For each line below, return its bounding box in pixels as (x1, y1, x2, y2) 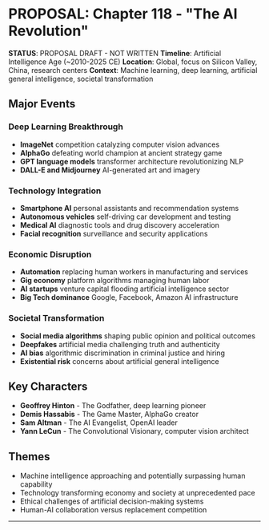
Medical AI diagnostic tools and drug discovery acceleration (19, 220, 220, 229)
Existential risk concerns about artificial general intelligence (19, 356, 219, 366)
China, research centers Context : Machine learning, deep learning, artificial (8, 65, 258, 75)
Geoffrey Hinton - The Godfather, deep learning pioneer (19, 401, 207, 411)
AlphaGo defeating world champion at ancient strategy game (19, 148, 223, 157)
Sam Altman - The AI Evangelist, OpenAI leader (19, 418, 178, 427)
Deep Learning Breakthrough (8, 121, 124, 132)
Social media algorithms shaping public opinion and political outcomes (19, 330, 256, 341)
